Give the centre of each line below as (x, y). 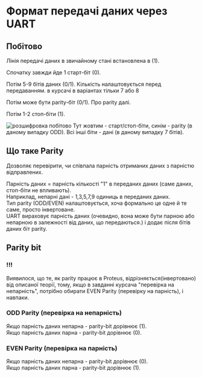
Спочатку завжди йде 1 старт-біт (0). (54, 72)
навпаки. (17, 297)
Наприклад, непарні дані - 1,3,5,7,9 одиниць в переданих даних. (88, 196)
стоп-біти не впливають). (39, 190)
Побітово (24, 46)
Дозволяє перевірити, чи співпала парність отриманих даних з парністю (100, 166)
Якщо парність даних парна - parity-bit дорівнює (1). (73, 368)
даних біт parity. (27, 228)
